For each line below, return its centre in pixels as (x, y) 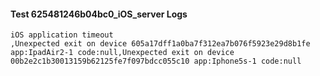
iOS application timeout (62, 35)
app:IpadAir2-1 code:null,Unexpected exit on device (122, 53)
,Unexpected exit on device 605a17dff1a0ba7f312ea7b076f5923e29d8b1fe (160, 44)
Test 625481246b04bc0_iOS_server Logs (99, 14)
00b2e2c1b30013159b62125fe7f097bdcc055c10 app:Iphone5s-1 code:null (156, 61)
